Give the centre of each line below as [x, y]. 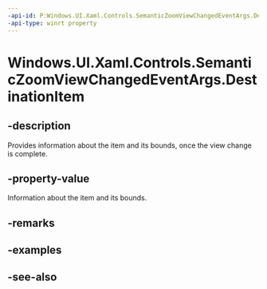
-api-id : [22, 16]
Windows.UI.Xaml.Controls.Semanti [130, 63]
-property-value [49, 178]
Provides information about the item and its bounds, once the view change [130, 145]
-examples [35, 250]
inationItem [46, 96]
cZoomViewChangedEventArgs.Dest [132, 79]
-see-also [32, 277]
